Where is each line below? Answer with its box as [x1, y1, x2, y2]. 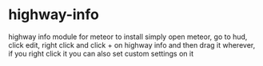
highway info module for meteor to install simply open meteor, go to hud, [8, 32, 248, 41]
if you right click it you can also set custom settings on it [8, 49, 194, 58]
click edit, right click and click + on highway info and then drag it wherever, [8, 40, 256, 49]
